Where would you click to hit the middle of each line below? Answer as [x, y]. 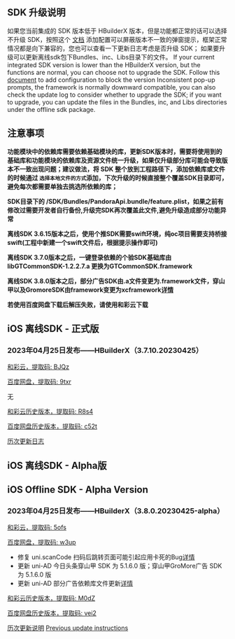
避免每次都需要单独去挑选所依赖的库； [62, 186]
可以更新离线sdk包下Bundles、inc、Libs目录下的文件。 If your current [114, 57]
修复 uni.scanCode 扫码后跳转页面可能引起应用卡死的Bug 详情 [106, 557]
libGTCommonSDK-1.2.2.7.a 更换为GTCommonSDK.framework [100, 266]
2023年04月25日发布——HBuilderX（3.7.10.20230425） [105, 350]
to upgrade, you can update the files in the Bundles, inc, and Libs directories [117, 102]
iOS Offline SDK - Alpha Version [78, 490]
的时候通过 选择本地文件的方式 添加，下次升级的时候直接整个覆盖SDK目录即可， [117, 178]
